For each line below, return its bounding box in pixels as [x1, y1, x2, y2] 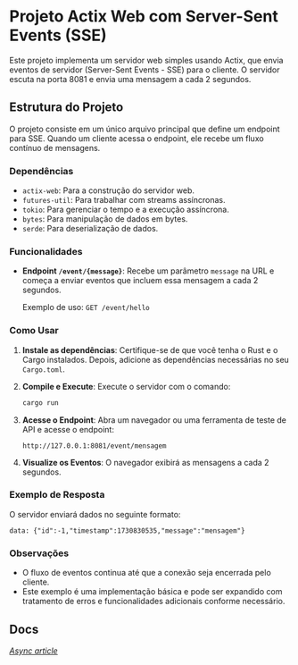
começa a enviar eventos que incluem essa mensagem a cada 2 [21, 275, 259, 286]
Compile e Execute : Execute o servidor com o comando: [21, 381, 231, 391]
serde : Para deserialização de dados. [21, 223, 159, 234]
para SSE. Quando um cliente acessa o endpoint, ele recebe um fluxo [9, 132, 265, 144]
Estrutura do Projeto [9, 100, 124, 115]
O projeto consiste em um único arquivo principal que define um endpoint [9, 123, 280, 134]
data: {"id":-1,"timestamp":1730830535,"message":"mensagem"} [9, 526, 245, 535]
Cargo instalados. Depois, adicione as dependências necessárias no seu [21, 354, 290, 365]
